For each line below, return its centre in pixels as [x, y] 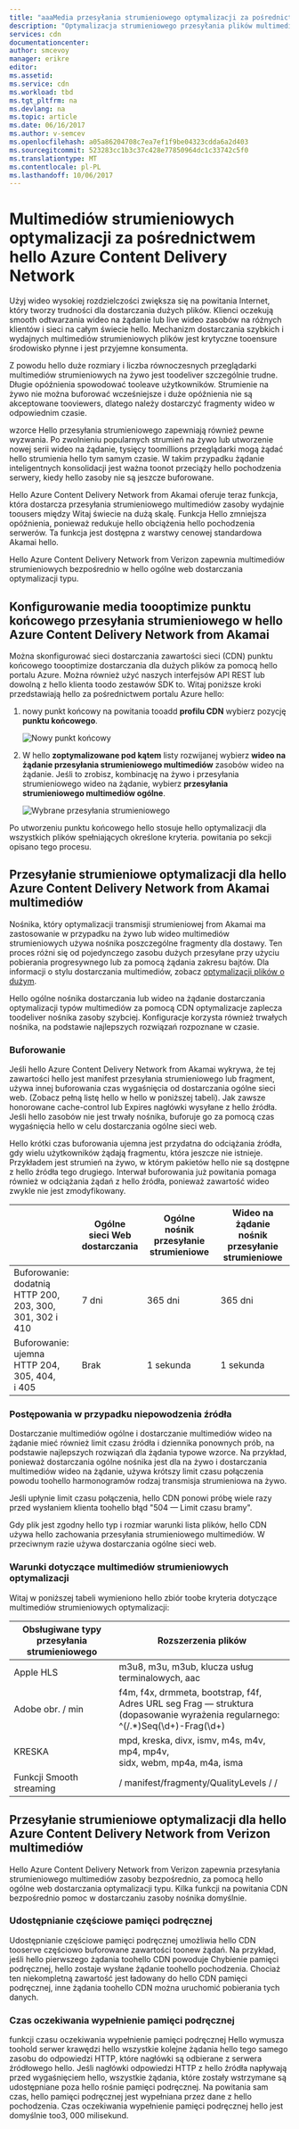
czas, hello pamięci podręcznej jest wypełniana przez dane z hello [130, 2097]
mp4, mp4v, [144, 1752]
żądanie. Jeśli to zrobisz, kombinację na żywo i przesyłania [130, 774]
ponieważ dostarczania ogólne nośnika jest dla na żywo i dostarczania [138, 1462]
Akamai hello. [34, 543]
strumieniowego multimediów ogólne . [94, 793]
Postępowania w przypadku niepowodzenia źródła [121, 1414]
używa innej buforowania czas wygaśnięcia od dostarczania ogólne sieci [142, 1089]
